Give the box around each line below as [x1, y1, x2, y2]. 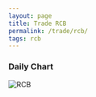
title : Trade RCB [8, 19, 67, 27]
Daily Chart [8, 61, 54, 73]
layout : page [8, 11, 52, 20]
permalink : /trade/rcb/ [8, 27, 89, 35]
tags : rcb [8, 34, 42, 43]
